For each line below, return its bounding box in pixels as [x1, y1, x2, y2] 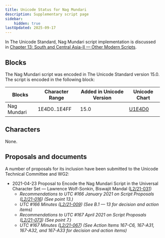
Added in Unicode [81, 88, 124, 95]
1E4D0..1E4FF [37, 106, 72, 112]
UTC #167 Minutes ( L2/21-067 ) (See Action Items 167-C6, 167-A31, [19, 222, 155, 228]
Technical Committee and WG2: [5, 171, 70, 177]
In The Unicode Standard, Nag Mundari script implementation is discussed [5, 39, 156, 45]
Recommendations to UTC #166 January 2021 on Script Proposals [19, 191, 154, 197]
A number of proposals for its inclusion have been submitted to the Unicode [5, 165, 159, 172]
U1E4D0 [129, 106, 149, 112]
